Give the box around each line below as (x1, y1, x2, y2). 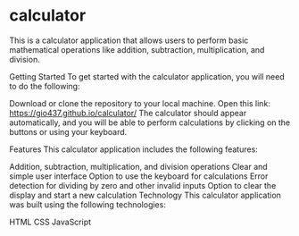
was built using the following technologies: (9, 198, 167, 210)
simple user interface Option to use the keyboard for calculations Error (9, 171, 269, 181)
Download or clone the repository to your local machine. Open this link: (9, 97, 270, 108)
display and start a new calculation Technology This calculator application (9, 190, 281, 200)
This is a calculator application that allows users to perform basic (9, 35, 249, 46)
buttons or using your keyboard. (9, 126, 128, 137)
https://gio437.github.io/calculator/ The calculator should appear (9, 107, 247, 118)
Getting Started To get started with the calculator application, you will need (9, 71, 285, 81)
